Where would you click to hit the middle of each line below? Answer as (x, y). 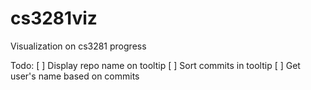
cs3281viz (54, 18)
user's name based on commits (75, 76)
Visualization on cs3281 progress (78, 46)
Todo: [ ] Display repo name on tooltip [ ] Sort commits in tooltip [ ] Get (155, 65)
